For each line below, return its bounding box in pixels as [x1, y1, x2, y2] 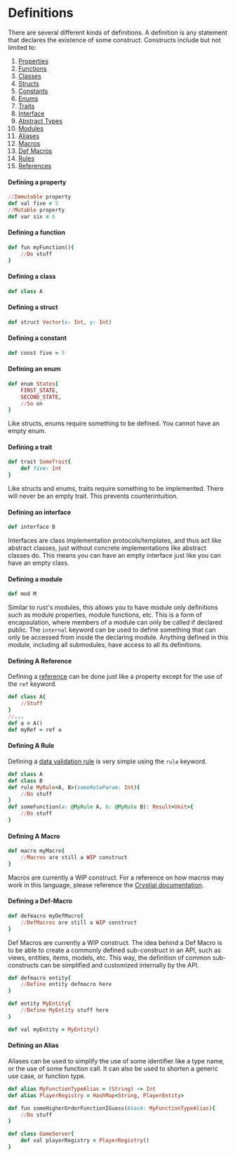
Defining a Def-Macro [8, 896, 73, 906]
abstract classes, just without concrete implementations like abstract [8, 544, 206, 552]
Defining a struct [8, 303, 58, 311]
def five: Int [20, 465, 62, 473]
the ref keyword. [8, 680, 57, 688]
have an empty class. [8, 558, 69, 568]
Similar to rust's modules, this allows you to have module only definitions [8, 603, 218, 612]
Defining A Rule [8, 742, 55, 750]
